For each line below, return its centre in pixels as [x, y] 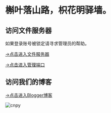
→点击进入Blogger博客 [29, 95]
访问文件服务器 [29, 30]
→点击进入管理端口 [25, 65]
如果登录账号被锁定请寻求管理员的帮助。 [47, 43]
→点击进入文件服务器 [27, 54]
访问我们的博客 [29, 82]
